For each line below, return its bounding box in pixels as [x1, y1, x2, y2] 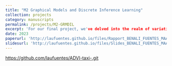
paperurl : [5, 36, 27, 41]
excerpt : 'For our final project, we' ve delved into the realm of [5, 27, 150, 32]
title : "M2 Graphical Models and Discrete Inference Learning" [5, 7, 143, 13]
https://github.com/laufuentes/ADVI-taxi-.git [5, 55, 99, 61]
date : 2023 [5, 31, 29, 36]
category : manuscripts [5, 17, 54, 22]
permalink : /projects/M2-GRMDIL [5, 21, 74, 27]
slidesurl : [5, 41, 29, 46]
